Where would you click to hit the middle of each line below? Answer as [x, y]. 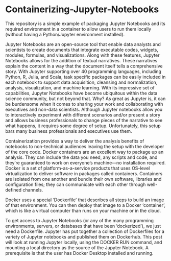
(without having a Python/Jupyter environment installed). [65, 34]
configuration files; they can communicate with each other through [76, 184]
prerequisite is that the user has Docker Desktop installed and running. [79, 253]
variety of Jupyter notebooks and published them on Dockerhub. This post [84, 236]
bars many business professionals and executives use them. [69, 131]
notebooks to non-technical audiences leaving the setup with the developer [85, 146]
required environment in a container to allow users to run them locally [78, 29]
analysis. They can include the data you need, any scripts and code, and [81, 157]
